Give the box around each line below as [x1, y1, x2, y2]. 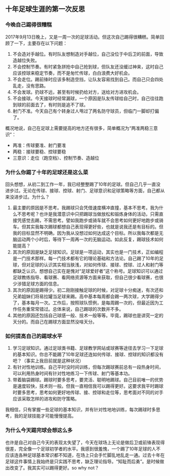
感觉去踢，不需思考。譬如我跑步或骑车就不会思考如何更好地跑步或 [21, 217, 159, 223]
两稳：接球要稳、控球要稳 [12, 149, 66, 155]
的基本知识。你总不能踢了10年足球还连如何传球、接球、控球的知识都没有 [12, 351, 164, 357]
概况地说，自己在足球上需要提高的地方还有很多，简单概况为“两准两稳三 [5, 125, 154, 131]
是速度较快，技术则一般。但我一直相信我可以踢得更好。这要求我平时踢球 [12, 383, 163, 389]
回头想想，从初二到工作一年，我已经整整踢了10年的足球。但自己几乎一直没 [5, 181, 161, 187]
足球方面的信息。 [26, 280, 62, 286]
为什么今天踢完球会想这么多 [5, 427, 73, 434]
